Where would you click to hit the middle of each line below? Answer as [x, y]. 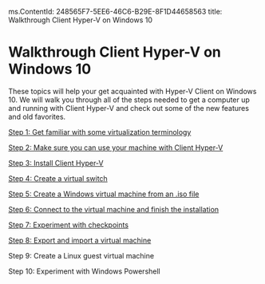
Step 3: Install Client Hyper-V [56, 163]
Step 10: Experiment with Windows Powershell [85, 271]
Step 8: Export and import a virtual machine [80, 240]
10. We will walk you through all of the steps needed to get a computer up [129, 100]
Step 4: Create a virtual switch [58, 178]
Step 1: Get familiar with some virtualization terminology [100, 132]
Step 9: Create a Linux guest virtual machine [81, 255]
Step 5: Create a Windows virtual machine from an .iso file [104, 194]
